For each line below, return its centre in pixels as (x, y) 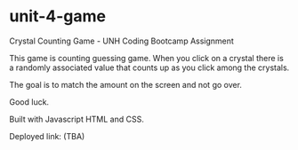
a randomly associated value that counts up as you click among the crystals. (149, 67)
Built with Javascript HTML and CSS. (77, 119)
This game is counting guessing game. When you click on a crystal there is (147, 58)
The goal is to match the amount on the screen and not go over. (126, 84)
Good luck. (29, 102)
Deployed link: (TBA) (47, 136)
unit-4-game (58, 16)
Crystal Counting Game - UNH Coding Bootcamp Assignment (121, 41)
